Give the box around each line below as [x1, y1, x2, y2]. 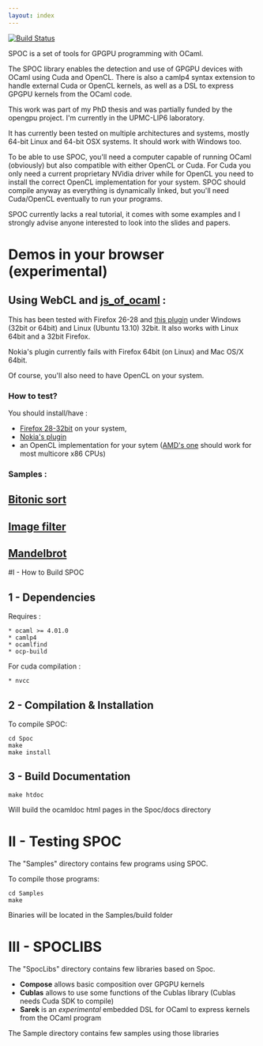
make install [8, 748, 51, 756]
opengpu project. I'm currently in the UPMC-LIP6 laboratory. [8, 112, 205, 123]
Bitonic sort [8, 493, 67, 506]
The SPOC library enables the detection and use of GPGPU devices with [8, 64, 243, 74]
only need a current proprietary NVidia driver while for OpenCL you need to [8, 169, 254, 178]
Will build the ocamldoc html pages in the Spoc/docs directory [8, 805, 212, 814]
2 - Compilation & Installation [8, 698, 154, 712]
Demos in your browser [8, 245, 164, 263]
